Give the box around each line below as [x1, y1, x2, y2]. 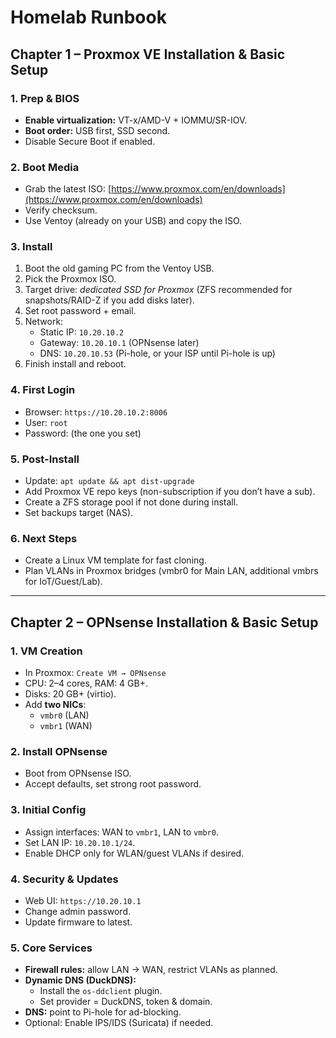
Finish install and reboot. [24, 358, 127, 370]
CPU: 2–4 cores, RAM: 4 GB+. [24, 677, 148, 690]
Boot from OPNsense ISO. [24, 767, 132, 780]
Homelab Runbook [10, 6, 167, 29]
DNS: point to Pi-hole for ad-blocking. [24, 1006, 182, 1018]
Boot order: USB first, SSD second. [24, 124, 171, 136]
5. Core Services [10, 941, 93, 955]
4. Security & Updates [10, 872, 119, 886]
